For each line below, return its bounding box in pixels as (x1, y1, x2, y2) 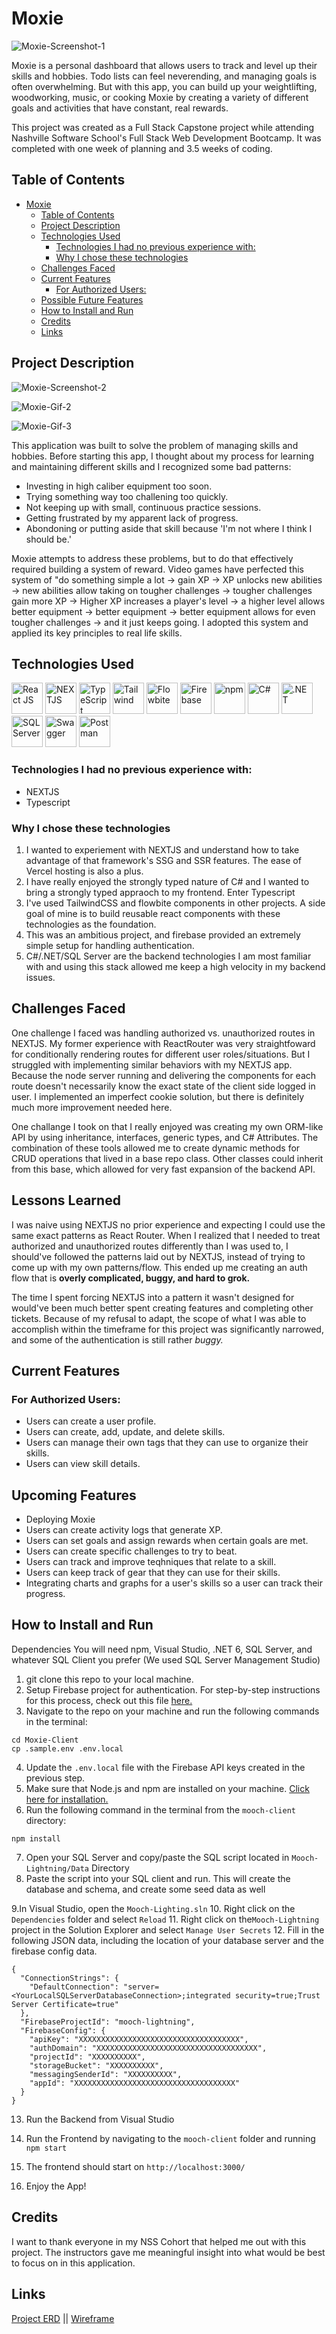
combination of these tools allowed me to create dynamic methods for (11, 1142, 301, 1154)
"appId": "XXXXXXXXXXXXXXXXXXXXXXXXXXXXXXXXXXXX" (29, 2078, 241, 2088)
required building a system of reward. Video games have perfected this (11, 563, 305, 575)
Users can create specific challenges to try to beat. (25, 1545, 238, 1557)
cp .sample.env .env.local (11, 1743, 124, 1754)
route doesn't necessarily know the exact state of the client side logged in (11, 1080, 316, 1092)
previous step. (25, 1772, 86, 1784)
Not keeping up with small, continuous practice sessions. (25, 501, 262, 513)
